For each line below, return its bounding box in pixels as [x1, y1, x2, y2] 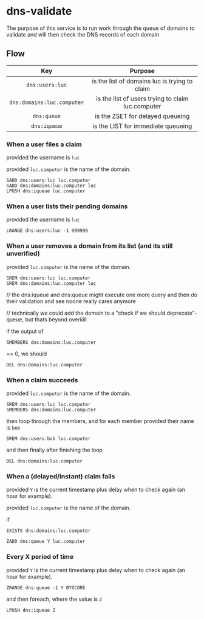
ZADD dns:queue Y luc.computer [6, 539, 86, 545]
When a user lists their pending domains [6, 202, 128, 211]
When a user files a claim [6, 140, 82, 149]
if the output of [6, 327, 44, 335]
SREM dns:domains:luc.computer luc [6, 280, 97, 287]
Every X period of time [6, 553, 74, 561]
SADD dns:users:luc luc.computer [6, 178, 91, 184]
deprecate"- [166, 309, 197, 316]
